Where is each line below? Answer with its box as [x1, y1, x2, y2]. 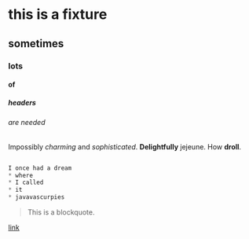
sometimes [8, 37, 64, 50]
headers [8, 97, 37, 107]
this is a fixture [8, 6, 108, 24]
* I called [8, 178, 44, 186]
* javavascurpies [8, 193, 65, 201]
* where [8, 171, 34, 179]
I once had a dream [8, 164, 72, 172]
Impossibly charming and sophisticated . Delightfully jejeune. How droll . [8, 142, 242, 151]
